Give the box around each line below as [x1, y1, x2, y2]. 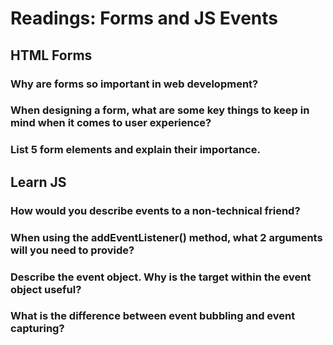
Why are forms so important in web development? [10, 77, 259, 91]
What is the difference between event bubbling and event [10, 309, 296, 323]
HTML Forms [10, 47, 93, 64]
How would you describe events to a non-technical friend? [10, 203, 301, 217]
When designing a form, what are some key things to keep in [10, 103, 310, 117]
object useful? [10, 282, 82, 296]
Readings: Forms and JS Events [10, 7, 278, 30]
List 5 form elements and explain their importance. [10, 143, 261, 157]
